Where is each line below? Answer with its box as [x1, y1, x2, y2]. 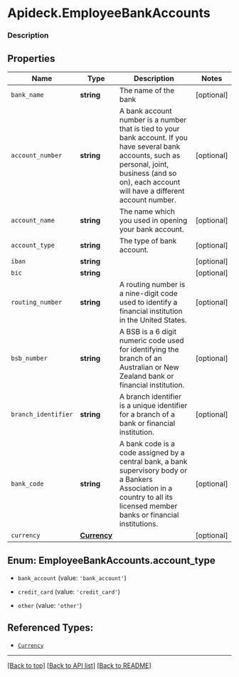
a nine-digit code [119, 288, 178, 298]
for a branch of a [119, 409, 176, 419]
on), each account [119, 177, 181, 187]
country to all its [119, 492, 173, 502]
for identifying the [119, 344, 179, 354]
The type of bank [119, 236, 177, 246]
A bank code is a [119, 439, 176, 448]
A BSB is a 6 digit [119, 326, 176, 336]
